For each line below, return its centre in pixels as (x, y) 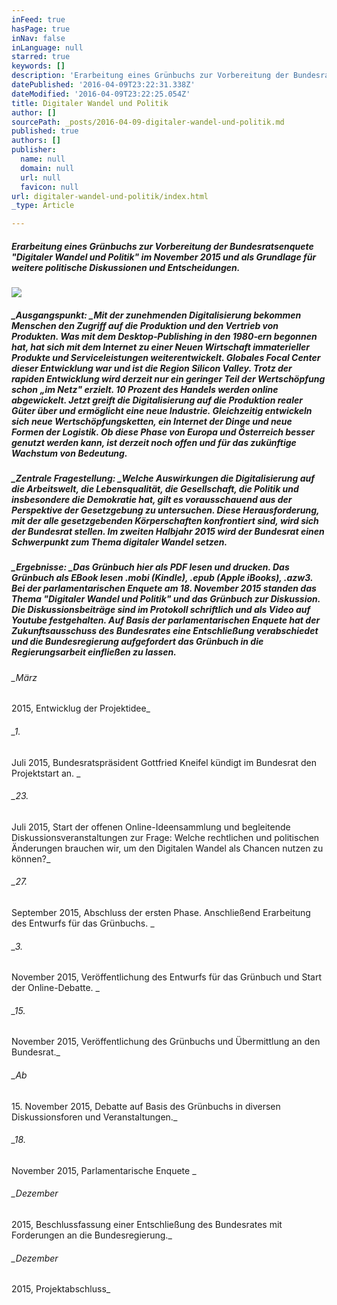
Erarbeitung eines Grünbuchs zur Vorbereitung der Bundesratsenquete (162, 246)
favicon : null (49, 187)
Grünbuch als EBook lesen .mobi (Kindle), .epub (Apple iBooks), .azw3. (162, 578)
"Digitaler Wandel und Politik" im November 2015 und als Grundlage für (164, 257)
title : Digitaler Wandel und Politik (90, 103)
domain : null (47, 168)
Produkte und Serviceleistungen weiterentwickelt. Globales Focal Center (166, 357)
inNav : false (38, 38)
